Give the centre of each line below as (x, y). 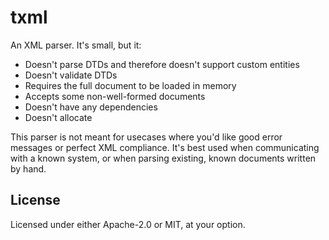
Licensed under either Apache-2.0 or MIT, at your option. (128, 224)
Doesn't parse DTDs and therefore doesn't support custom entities (162, 64)
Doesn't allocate (58, 117)
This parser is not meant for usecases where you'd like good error (146, 137)
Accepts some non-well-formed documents (115, 96)
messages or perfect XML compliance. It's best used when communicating (165, 147)
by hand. (28, 168)
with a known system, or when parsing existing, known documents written (163, 158)
